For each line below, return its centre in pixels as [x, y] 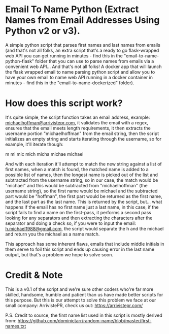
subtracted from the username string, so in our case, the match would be [82, 180]
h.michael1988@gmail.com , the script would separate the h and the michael [84, 228]
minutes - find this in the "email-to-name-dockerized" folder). [70, 83]
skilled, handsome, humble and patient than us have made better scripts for [84, 294]
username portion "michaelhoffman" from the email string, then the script [82, 133]
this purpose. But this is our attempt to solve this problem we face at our [81, 300]
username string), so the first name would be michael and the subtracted [81, 191]
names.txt [16, 326]
